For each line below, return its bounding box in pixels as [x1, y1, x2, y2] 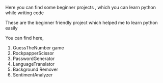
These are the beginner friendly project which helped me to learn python [5, 20, 158, 25]
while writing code [5, 10, 44, 16]
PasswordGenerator [12, 56, 55, 62]
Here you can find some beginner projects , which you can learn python [5, 5, 156, 10]
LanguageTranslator [12, 61, 55, 67]
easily [5, 25, 18, 31]
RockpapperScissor [12, 50, 55, 56]
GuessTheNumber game [12, 45, 64, 50]
